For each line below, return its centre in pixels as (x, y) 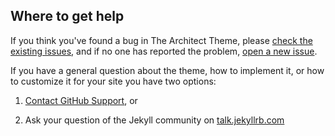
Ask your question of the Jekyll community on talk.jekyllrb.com (154, 120)
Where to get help (67, 16)
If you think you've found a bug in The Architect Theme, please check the (161, 40)
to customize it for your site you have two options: (113, 81)
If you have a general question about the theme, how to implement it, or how (167, 70)
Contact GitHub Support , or (81, 100)
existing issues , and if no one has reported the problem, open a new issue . (164, 51)
